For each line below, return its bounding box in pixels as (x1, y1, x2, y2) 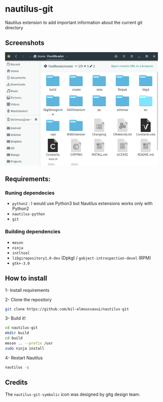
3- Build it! (5, 315, 26, 321)
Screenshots (5, 39, 45, 47)
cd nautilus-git (5, 325, 38, 330)
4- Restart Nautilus (5, 355, 43, 361)
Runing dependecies (5, 190, 55, 196)
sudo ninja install (5, 346, 45, 351)
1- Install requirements (5, 287, 49, 293)
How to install (5, 274, 48, 283)
